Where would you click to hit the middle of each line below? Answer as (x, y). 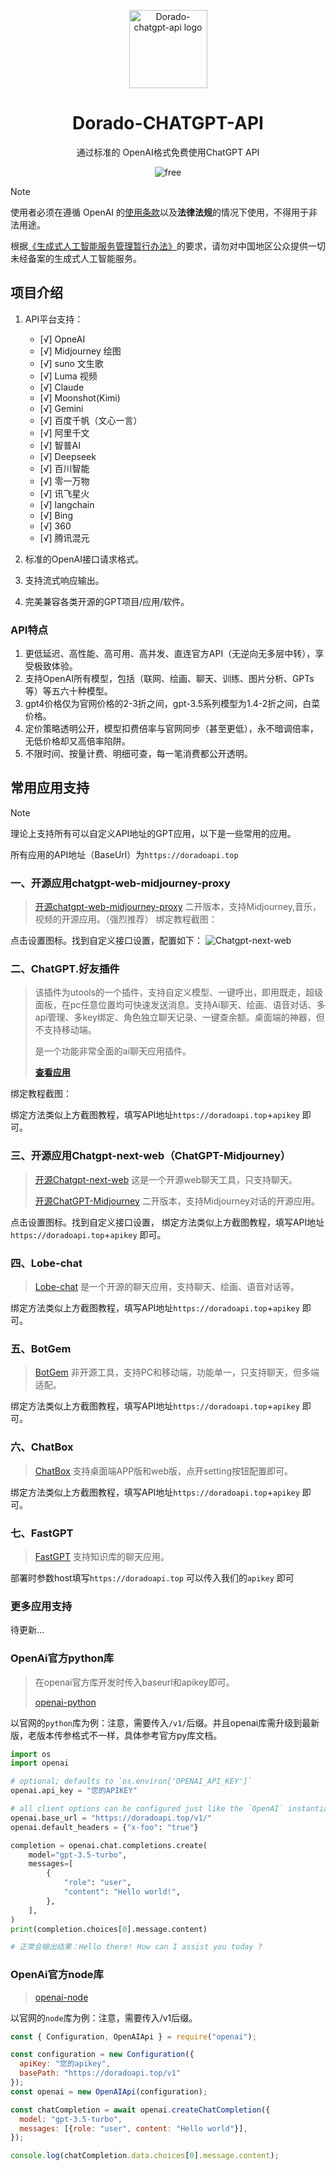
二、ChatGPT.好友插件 (65, 969)
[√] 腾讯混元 (64, 537)
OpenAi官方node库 (57, 1975)
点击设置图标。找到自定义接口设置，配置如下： (106, 941)
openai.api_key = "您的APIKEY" (74, 1791)
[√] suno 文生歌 (71, 363)
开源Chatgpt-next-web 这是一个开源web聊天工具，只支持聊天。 (166, 1179)
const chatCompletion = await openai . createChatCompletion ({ (140, 2110)
